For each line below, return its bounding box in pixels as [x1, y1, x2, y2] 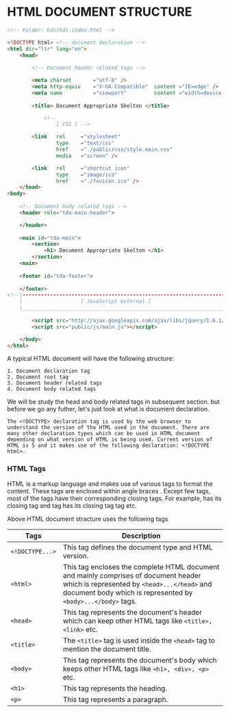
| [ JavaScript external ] [19, 298, 152, 305]
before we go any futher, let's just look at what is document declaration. [7, 405, 210, 413]
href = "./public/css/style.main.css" [55, 146, 173, 153]
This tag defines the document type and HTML [62, 542, 214, 552]
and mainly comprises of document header [62, 571, 201, 580]
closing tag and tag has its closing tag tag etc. [7, 501, 137, 510]
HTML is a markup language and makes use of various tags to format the [7, 480, 214, 488]
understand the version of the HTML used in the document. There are [7, 424, 210, 431]
